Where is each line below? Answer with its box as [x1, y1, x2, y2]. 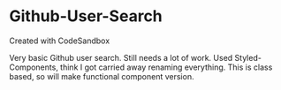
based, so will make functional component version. [9, 71, 194, 81]
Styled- [234, 52, 262, 63]
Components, [9, 62, 59, 72]
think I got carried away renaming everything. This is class [60, 62, 273, 72]
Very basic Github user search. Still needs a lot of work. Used [9, 52, 233, 63]
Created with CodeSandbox [9, 35, 110, 46]
